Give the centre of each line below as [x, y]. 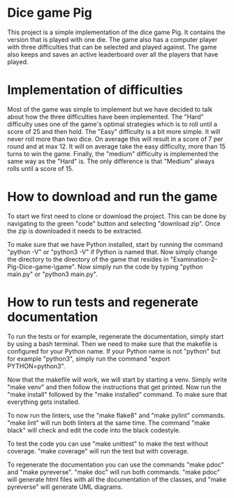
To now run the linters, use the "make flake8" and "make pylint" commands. [116, 415]
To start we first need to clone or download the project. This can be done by [117, 216]
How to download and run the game [112, 197]
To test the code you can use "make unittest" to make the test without [108, 444]
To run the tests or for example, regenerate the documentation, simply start [116, 336]
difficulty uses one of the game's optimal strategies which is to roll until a [112, 124]
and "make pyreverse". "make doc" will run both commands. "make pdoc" [114, 471]
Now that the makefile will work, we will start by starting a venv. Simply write [117, 379]
